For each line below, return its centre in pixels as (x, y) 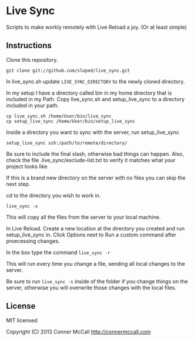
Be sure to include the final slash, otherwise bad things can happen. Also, (95, 153)
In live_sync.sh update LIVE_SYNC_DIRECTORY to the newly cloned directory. (96, 81)
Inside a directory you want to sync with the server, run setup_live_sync (93, 132)
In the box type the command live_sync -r (58, 252)
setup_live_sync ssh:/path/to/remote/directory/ (67, 143)
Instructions (29, 46)
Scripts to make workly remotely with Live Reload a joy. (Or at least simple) (96, 27)
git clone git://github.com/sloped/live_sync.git (68, 71)
